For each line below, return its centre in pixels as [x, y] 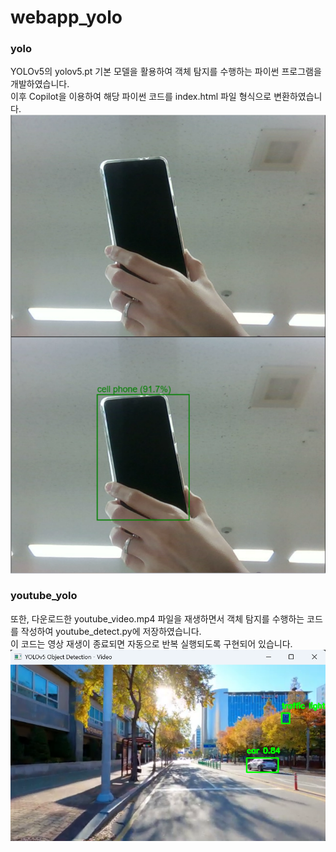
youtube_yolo [44, 596]
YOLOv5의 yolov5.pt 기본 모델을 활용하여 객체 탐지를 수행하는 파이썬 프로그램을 [166, 72]
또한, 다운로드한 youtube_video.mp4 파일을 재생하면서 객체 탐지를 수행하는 [157, 618]
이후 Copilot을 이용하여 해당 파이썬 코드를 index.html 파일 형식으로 [141, 97]
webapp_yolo [66, 17]
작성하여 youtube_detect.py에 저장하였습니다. [111, 631]
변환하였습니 [298, 97]
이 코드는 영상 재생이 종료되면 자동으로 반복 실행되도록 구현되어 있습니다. [151, 643]
